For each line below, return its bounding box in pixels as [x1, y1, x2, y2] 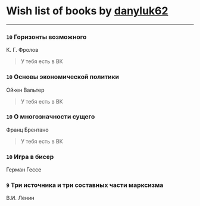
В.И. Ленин [6, 195, 35, 202]
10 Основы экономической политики [6, 73, 120, 81]
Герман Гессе [6, 166, 42, 173]
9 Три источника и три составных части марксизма [6, 181, 164, 189]
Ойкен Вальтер [6, 86, 45, 93]
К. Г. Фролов [6, 46, 39, 54]
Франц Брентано [6, 126, 49, 133]
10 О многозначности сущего [6, 113, 95, 121]
